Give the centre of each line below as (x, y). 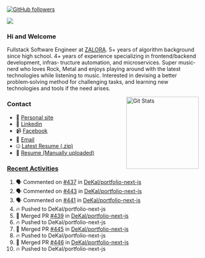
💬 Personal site (34, 117)
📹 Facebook (32, 131)
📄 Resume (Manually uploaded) (55, 152)
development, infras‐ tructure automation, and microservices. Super (92, 63)
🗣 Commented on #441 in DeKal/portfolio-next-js (78, 200)
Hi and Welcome (32, 36)
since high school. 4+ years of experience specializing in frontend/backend (102, 56)
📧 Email (25, 139)
